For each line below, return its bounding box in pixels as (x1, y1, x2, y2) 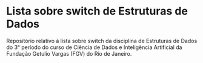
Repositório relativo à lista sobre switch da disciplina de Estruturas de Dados (6, 37, 198, 44)
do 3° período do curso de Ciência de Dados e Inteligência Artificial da (6, 44, 182, 51)
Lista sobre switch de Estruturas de (6, 4, 188, 18)
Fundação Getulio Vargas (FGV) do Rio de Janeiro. (6, 50, 132, 57)
